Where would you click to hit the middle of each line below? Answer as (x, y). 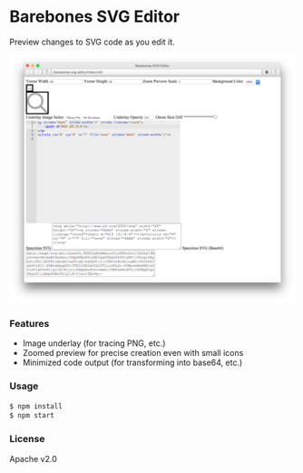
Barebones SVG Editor (94, 17)
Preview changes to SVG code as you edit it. (92, 42)
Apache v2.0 (33, 458)
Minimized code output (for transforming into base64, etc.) (132, 363)
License (27, 439)
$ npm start (32, 416)
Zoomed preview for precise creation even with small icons (133, 353)
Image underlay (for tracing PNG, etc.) (94, 343)
